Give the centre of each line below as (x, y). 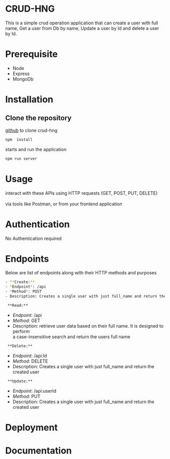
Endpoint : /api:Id (30, 356)
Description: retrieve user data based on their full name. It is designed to (88, 326)
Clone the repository (38, 118)
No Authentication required (33, 238)
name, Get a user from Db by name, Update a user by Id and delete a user (82, 28)
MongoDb (23, 79)
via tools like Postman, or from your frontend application (64, 204)
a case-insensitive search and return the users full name (71, 337)
